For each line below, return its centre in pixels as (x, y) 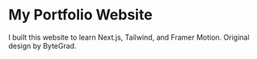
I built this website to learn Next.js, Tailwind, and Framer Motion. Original (129, 37)
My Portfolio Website (80, 15)
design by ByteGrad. (42, 45)
